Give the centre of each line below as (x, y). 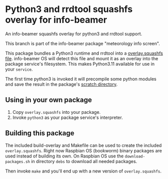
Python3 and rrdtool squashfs (69, 9)
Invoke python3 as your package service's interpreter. (67, 117)
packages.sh (18, 161)
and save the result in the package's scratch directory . (61, 84)
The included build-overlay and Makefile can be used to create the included (83, 145)
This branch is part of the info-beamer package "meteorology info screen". (83, 43)
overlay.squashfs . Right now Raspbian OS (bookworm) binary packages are (83, 150)
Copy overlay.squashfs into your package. (56, 112)
